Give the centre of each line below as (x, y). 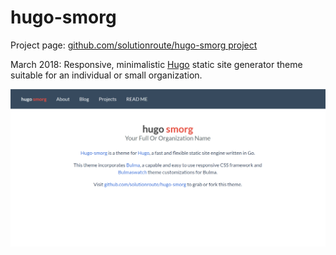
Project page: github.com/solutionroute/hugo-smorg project (134, 45)
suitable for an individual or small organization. (106, 75)
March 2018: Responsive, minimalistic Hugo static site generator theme (156, 64)
